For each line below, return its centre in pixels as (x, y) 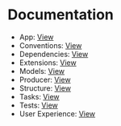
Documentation (61, 15)
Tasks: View (39, 96)
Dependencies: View (54, 54)
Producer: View (45, 79)
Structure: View (45, 88)
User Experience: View (57, 113)
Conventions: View (50, 45)
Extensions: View (48, 63)
